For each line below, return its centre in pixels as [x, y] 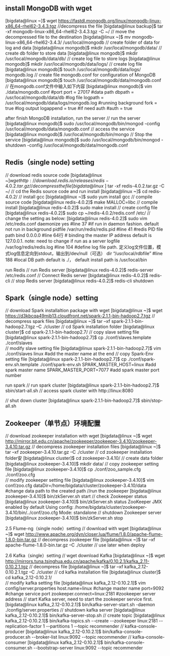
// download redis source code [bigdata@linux [54, 175]
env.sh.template [22, 365]
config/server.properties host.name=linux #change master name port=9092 [85, 588]
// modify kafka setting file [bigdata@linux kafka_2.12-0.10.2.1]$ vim [76, 583]
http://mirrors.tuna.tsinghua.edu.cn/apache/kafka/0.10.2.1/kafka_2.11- [77, 561]
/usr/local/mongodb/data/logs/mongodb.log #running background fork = [81, 103]
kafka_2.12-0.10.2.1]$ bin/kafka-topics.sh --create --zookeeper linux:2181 [82, 621]
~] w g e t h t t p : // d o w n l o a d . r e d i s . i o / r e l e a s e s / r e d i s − [57, 180]
